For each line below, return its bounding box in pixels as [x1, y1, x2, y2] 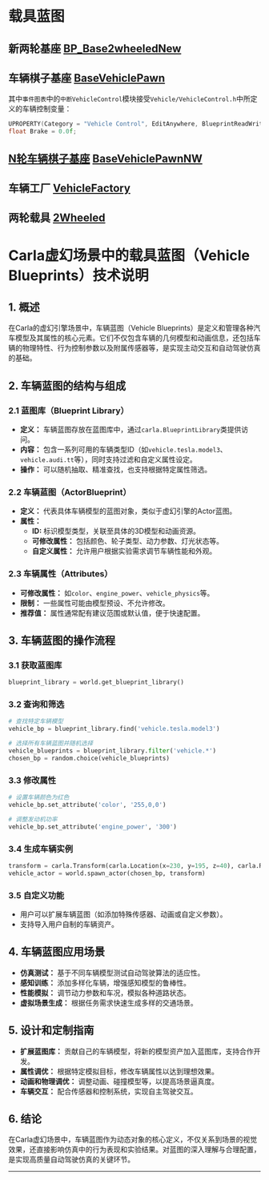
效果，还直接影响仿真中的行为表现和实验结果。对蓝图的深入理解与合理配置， [8, 1145, 261, 1154]
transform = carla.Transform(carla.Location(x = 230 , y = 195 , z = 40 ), [8, 861, 235, 869]
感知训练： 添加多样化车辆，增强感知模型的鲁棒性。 [19, 977, 191, 987]
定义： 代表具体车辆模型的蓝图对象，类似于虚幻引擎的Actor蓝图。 [19, 506, 237, 516]
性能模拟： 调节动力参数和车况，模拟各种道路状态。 [19, 988, 191, 997]
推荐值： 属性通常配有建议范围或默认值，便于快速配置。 [19, 608, 205, 617]
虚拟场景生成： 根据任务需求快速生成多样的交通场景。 [19, 997, 198, 1007]
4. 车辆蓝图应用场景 [8, 945, 106, 959]
